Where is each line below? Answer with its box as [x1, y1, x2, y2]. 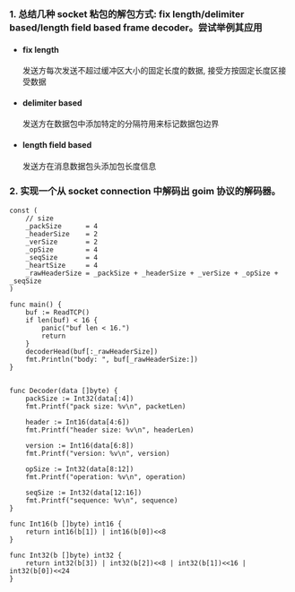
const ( [9, 206, 39, 215]
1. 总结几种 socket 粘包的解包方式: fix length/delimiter [9, 7, 245, 20]
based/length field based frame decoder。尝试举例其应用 [9, 21, 263, 33]
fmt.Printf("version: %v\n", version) [25, 449, 170, 458]
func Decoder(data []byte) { [9, 386, 118, 395]
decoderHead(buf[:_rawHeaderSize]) [25, 347, 159, 356]
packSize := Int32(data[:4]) [25, 394, 134, 403]
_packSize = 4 [25, 221, 99, 230]
